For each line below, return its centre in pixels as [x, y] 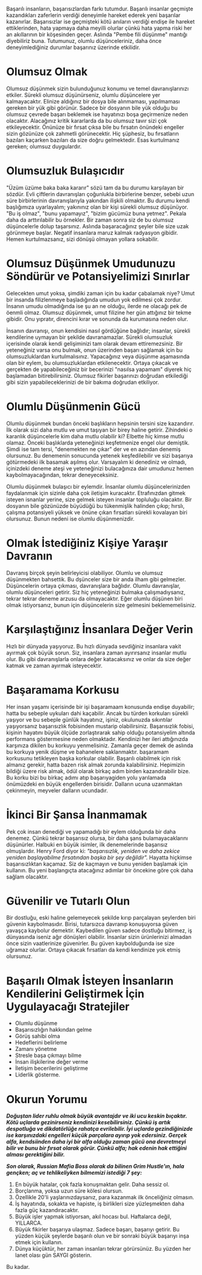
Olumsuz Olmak [47, 72]
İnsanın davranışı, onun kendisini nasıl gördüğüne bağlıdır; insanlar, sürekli [98, 331]
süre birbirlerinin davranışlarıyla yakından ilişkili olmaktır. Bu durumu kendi [98, 200]
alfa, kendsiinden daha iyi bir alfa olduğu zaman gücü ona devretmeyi [96, 1142]
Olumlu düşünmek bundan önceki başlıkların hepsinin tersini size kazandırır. [100, 423]
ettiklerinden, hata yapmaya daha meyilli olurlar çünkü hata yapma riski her [99, 28]
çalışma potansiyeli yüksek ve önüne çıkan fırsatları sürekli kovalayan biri [97, 512]
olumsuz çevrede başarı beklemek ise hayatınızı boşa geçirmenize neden [97, 114]
